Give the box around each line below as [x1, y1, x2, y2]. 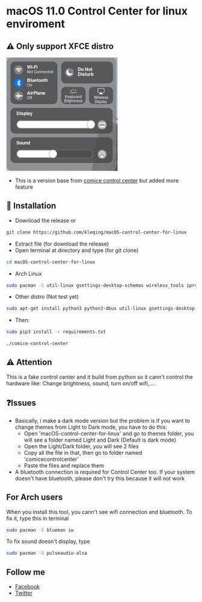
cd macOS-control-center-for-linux [6, 259, 96, 265]
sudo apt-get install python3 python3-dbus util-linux [6, 306, 147, 312]
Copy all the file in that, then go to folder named [23, 449, 142, 456]
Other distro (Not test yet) [14, 293, 79, 300]
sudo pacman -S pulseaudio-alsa [6, 550, 87, 556]
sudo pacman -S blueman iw [6, 527, 74, 533]
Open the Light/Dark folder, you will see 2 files [23, 442, 139, 450]
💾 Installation [6, 201, 57, 211]
